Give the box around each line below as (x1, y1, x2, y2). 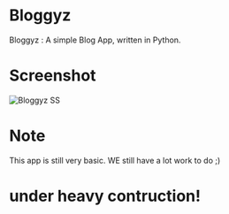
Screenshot (9, 65, 96, 86)
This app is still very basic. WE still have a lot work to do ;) (9, 155, 221, 165)
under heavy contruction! (9, 187, 202, 206)
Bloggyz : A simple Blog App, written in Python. (9, 34, 181, 45)
